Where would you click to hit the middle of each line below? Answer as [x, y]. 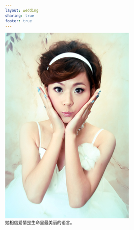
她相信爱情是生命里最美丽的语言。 [40, 223]
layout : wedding [22, 10]
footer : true [19, 21]
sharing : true [20, 16]
